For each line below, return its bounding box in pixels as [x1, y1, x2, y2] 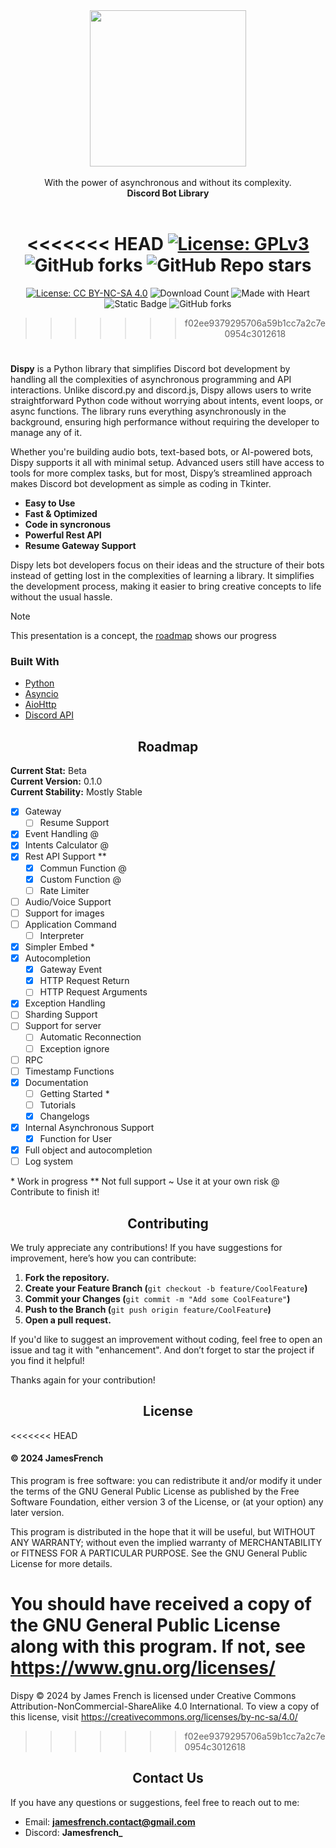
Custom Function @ [39, 873, 122, 885]
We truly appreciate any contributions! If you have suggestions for [10, 1242, 283, 1254]
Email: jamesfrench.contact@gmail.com [24, 1815, 196, 1828]
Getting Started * [39, 1087, 110, 1099]
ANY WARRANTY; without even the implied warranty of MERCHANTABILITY [10, 1537, 323, 1549]
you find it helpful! [10, 1355, 85, 1367]
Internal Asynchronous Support [24, 1121, 155, 1133]
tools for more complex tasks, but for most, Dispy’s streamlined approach [10, 467, 313, 479]
